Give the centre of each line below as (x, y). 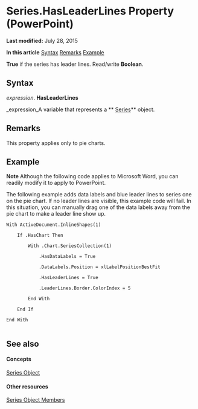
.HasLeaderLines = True (68, 278)
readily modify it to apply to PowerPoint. (56, 183)
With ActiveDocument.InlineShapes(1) (54, 225)
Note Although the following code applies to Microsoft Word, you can (92, 176)
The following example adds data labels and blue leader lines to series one (99, 195)
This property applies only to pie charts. (56, 143)
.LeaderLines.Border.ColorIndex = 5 (85, 288)
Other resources (27, 386)
